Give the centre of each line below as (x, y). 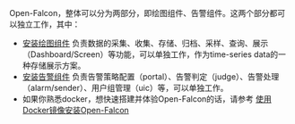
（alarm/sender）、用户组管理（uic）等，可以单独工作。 (125, 88)
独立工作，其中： (48, 24)
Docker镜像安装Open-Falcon (76, 110)
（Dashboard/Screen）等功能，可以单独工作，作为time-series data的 (150, 54)
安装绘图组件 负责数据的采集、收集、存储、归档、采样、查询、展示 (145, 43)
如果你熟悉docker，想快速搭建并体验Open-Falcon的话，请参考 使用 (147, 99)
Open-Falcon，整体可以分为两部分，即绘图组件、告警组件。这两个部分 (139, 13)
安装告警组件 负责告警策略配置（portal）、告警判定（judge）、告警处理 (151, 77)
